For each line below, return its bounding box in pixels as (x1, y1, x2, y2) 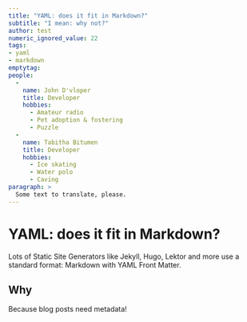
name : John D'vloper (22, 86, 91, 95)
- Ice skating (29, 161, 78, 169)
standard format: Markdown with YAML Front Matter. (8, 260, 181, 269)
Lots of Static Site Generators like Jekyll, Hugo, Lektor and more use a (8, 252, 240, 261)
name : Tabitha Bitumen (22, 138, 98, 147)
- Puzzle (29, 123, 59, 131)
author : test (8, 26, 52, 34)
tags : (8, 42, 26, 50)
